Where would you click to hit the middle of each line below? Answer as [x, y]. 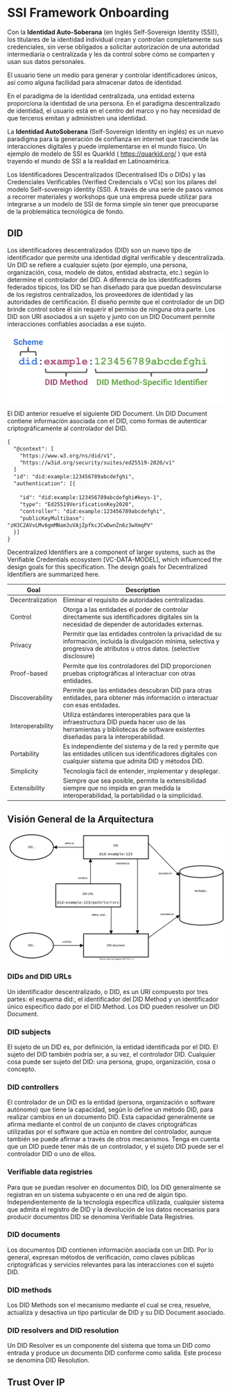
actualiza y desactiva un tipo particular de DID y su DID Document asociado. [116, 1312]
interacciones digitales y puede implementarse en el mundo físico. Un [107, 146]
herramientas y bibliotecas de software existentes [134, 729]
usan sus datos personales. [46, 61]
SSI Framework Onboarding [88, 13]
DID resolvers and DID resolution [63, 1330]
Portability [25, 754]
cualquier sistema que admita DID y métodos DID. [133, 761]
